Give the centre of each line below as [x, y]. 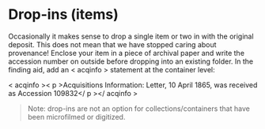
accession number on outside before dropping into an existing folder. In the [131, 61]
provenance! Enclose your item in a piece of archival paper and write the [127, 53]
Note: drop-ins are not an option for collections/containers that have [139, 109]
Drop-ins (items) [63, 15]
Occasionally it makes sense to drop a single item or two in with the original [131, 36]
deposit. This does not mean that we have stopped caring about [112, 44]
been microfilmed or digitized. [76, 116]
